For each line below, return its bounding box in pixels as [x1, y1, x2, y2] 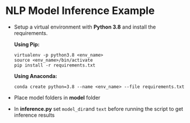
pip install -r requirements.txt [13, 62, 96, 68]
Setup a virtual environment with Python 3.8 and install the [13, 23, 156, 30]
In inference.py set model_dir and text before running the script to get [13, 105, 184, 112]
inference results [13, 111, 55, 118]
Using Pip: [13, 41, 40, 48]
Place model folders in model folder [13, 94, 101, 101]
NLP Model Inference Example [5, 4, 155, 17]
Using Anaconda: [13, 72, 58, 79]
